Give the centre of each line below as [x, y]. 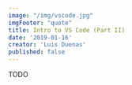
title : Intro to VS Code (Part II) [67, 30]
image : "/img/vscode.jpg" [51, 15]
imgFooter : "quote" [40, 23]
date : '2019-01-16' [40, 37]
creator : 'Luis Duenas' [47, 45]
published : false [37, 52]
